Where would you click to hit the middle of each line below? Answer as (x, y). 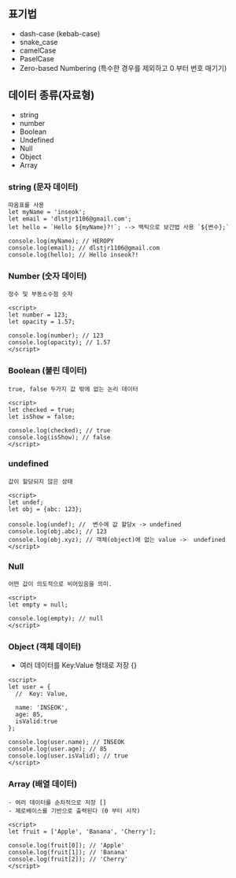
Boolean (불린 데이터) (48, 371)
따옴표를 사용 (26, 205)
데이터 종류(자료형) (52, 96)
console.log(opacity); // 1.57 (59, 343)
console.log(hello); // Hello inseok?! (74, 254)
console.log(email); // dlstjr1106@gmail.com (84, 248)
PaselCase (37, 58)
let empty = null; (38, 605)
